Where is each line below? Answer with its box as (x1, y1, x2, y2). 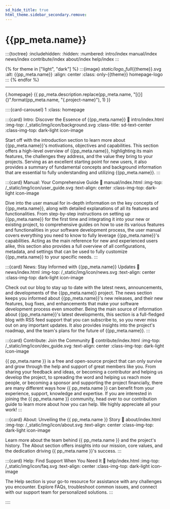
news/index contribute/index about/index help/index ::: (5, 56, 119, 62)
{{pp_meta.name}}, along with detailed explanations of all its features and (5, 205, 158, 211)
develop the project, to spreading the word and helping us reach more (5, 374, 151, 380)
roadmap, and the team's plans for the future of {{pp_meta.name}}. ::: (5, 328, 150, 334)
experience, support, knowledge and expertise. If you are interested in (5, 391, 152, 397)
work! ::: (5, 407, 22, 413)
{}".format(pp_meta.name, (5, 97, 60, 103)
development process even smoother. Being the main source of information (5, 306, 163, 312)
